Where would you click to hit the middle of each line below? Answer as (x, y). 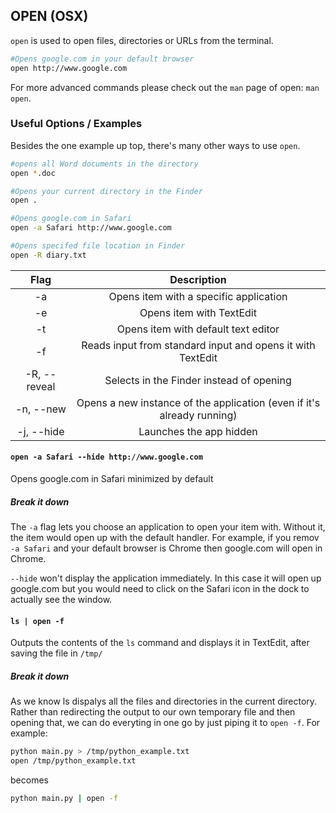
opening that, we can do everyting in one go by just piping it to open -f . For (165, 723)
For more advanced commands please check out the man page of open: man (165, 87)
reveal (41, 386)
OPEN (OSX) (49, 16)
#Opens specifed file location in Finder (98, 246)
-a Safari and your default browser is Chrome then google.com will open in (166, 548)
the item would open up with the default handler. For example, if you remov (165, 538)
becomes (29, 780)
